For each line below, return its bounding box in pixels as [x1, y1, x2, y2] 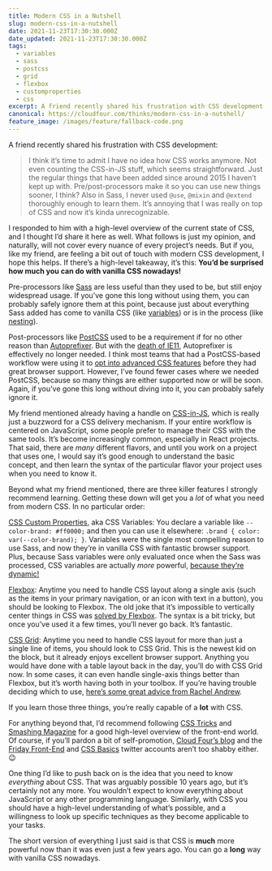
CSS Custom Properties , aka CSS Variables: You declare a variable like [8, 517, 245, 527]
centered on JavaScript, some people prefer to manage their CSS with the [8, 425, 256, 435]
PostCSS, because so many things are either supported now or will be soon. [8, 375, 263, 385]
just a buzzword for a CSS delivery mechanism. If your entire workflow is [8, 416, 253, 426]
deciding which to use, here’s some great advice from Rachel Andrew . [8, 687, 242, 696]
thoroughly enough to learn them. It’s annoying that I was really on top [28, 198, 263, 208]
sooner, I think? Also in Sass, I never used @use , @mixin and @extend [28, 190, 253, 200]
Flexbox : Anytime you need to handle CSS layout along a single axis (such [8, 584, 256, 594]
